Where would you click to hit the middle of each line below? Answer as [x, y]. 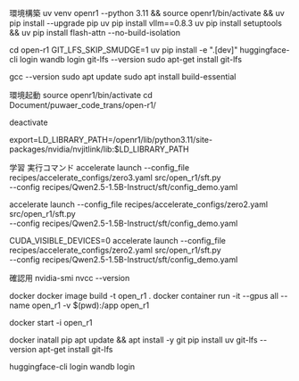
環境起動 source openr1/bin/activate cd [81, 95]
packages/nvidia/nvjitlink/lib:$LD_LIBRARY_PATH [99, 149]
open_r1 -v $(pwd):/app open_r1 [91, 305]
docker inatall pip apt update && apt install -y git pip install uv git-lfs [133, 340]
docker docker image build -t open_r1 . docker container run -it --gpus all [144, 296]
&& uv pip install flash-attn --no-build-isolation [95, 33]
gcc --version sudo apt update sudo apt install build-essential [123, 77]
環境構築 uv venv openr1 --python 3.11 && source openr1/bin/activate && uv [147, 13]
